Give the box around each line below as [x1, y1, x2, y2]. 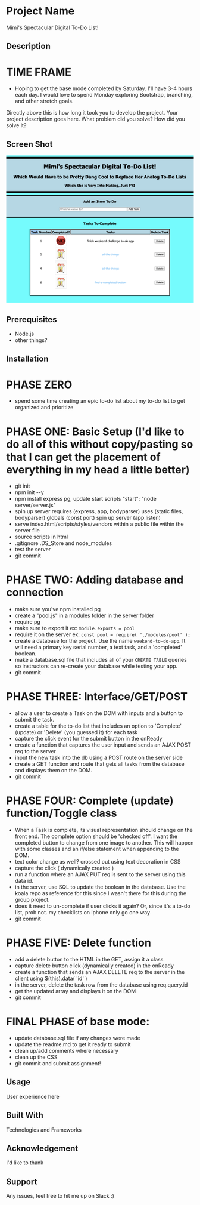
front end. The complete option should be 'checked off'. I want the [14, 833, 177, 840]
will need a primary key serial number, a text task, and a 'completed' [14, 643, 183, 651]
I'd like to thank [6, 1159, 43, 1166]
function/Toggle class [6, 807, 117, 820]
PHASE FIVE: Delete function [6, 936, 152, 950]
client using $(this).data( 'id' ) [14, 975, 87, 982]
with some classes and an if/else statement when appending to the [14, 846, 179, 853]
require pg [14, 618, 40, 625]
